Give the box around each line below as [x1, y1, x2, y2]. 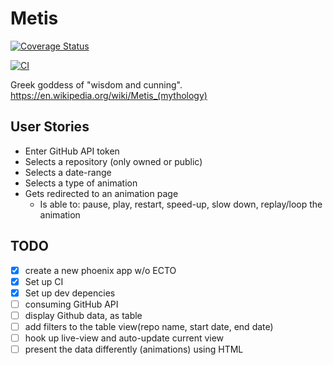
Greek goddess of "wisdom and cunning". [10, 78, 183, 91]
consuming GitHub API [24, 298, 119, 310]
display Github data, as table [24, 309, 143, 321]
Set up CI [24, 275, 64, 287]
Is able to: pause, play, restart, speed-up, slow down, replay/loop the [39, 198, 323, 210]
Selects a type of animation [24, 177, 138, 189]
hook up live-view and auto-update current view [24, 332, 225, 344]
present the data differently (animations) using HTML [24, 343, 244, 355]
